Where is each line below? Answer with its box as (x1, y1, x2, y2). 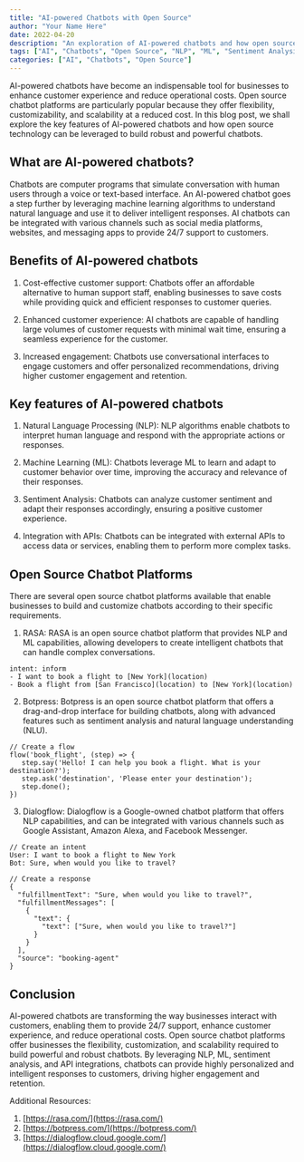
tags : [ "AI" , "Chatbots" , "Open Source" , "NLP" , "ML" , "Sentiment (9, 47, 265, 56)
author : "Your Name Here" (9, 22, 107, 31)
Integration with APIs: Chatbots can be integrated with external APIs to (22, 531, 286, 542)
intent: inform (9, 664, 67, 673)
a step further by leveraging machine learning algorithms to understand (9, 198, 276, 208)
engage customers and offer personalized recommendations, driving (22, 360, 280, 372)
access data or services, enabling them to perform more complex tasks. (22, 540, 291, 551)
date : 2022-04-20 (9, 30, 75, 39)
